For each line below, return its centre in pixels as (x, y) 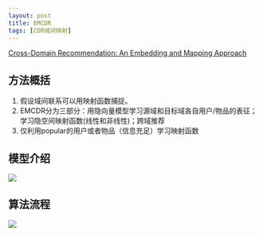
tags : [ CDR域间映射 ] (40, 30)
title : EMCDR (30, 23)
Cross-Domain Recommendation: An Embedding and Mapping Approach (128, 53)
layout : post (30, 16)
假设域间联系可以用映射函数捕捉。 (76, 101)
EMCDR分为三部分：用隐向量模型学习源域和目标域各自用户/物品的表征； (138, 111)
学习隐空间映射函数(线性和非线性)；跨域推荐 (92, 121)
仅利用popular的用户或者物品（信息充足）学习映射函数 (109, 131)
